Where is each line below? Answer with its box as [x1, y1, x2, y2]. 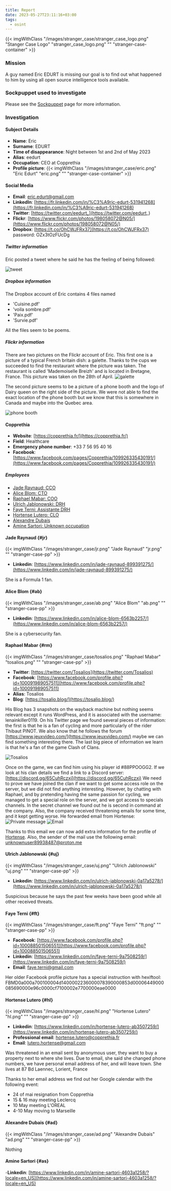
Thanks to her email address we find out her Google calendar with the [5, 1076, 153, 1082]
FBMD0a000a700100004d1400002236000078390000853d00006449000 [5, 979, 164, 986]
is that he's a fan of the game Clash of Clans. [5, 744, 100, 750]
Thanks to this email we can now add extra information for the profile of [5, 828, 157, 834]
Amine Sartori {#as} [5, 1158, 49, 1164]
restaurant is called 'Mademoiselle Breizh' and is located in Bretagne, [5, 368, 152, 374]
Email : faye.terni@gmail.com [12, 964, 74, 971]
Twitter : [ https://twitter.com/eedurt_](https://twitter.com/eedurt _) [12, 210, 151, 216]
